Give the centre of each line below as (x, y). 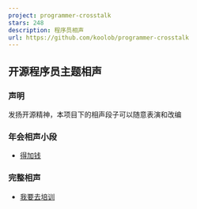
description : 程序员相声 (46, 30)
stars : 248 (26, 23)
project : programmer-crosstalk (60, 15)
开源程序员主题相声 (55, 71)
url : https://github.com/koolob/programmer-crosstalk (99, 37)
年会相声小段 (33, 136)
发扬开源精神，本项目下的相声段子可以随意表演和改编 (95, 114)
